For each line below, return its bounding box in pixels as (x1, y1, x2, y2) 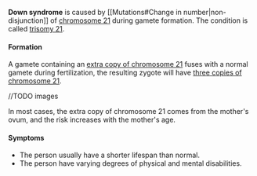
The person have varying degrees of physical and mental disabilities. (19, 159, 242, 168)
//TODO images (8, 91, 59, 101)
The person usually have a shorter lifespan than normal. (19, 150, 200, 160)
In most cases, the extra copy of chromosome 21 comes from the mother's (8, 107, 249, 116)
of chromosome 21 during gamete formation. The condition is (50, 16, 248, 25)
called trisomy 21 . (8, 24, 65, 33)
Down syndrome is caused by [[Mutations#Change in (8, 8, 182, 16)
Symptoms (8, 133, 45, 142)
